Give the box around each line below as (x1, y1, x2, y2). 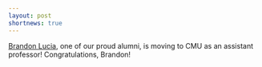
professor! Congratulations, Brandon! (8, 49, 131, 59)
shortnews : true (8, 19, 62, 27)
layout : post (8, 11, 52, 20)
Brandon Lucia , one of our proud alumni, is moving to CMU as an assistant (8, 41, 254, 50)
